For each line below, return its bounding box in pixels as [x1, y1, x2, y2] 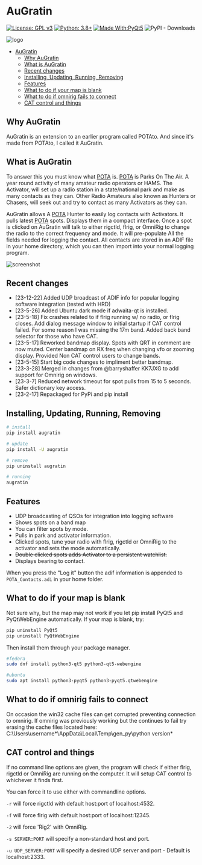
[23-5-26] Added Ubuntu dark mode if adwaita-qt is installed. [14, 307, 169, 314]
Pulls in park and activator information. [14, 531, 112, 539]
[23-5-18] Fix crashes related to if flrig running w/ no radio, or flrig [14, 314, 180, 321]
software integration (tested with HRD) [14, 301, 111, 308]
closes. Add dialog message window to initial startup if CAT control [14, 320, 182, 327]
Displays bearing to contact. [14, 557, 86, 564]
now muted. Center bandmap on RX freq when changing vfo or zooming [14, 346, 195, 353]
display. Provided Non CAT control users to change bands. [14, 352, 161, 360]
